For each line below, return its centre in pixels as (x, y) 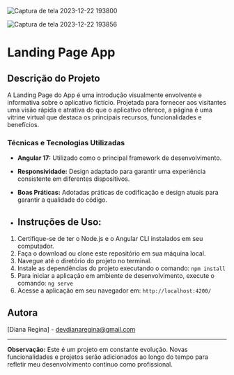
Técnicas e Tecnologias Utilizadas (66, 142)
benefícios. (23, 125)
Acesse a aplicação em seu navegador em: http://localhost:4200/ (114, 291)
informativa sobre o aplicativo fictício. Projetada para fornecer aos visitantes (117, 102)
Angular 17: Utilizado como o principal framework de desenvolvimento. (119, 158)
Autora (23, 312)
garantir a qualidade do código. (62, 200)
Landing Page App (61, 53)
